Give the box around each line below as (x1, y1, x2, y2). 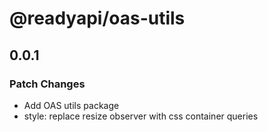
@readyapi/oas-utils (9, 7, 186, 30)
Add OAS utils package (23, 99, 120, 111)
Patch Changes (9, 77, 86, 91)
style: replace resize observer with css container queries (23, 110, 259, 122)
